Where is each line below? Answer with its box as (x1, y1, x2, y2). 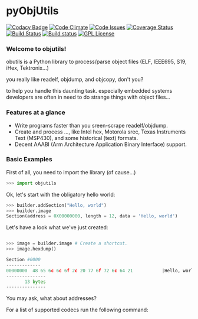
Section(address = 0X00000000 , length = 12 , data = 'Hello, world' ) (6, 213, 178, 219)
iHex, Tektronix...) (6, 64, 49, 71)
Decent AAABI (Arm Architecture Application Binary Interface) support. (14, 141, 187, 148)
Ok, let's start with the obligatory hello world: (6, 191, 115, 198)
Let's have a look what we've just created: (6, 224, 108, 231)
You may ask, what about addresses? (6, 295, 97, 302)
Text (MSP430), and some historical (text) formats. (14, 134, 138, 141)
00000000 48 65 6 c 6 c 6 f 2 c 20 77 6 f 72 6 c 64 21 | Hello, (6, 268, 181, 274)
